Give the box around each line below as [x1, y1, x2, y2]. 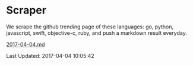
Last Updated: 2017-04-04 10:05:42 [6, 52, 95, 59]
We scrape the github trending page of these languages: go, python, [6, 23, 174, 30]
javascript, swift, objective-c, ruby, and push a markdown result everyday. [6, 29, 187, 36]
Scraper [6, 4, 46, 17]
